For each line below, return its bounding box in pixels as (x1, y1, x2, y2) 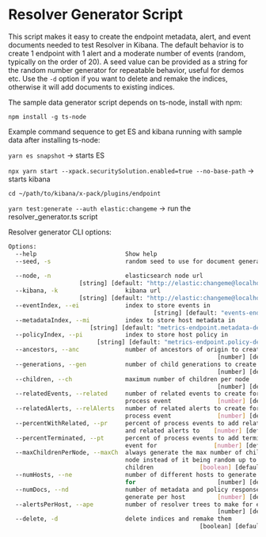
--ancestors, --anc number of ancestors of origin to (15, 346, 239, 354)
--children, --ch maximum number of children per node (15, 375, 249, 383)
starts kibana (8, 174, 51, 184)
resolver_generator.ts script (8, 211, 98, 221)
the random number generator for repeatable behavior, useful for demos (8, 65, 244, 74)
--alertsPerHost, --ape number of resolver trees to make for (15, 501, 253, 508)
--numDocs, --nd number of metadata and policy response (15, 486, 260, 493)
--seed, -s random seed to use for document (15, 257, 236, 265)
